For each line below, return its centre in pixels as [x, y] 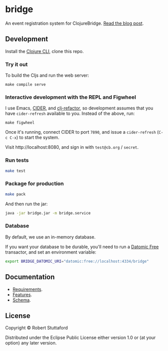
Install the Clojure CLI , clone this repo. [45, 51]
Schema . [22, 300]
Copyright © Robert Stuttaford [37, 328]
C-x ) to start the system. [35, 138]
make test [16, 171]
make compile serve [26, 85]
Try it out [17, 64]
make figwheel [20, 123]
